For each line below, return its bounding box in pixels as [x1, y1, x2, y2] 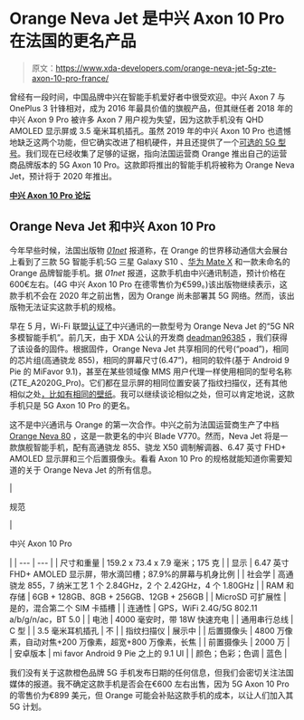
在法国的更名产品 [9, 31, 138, 52]
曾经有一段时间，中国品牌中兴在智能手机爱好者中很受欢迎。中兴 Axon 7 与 [9, 91, 286, 102]
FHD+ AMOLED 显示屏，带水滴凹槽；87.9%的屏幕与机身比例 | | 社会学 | [9, 568, 276, 580]
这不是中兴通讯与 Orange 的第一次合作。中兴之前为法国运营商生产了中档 [9, 418, 280, 430]
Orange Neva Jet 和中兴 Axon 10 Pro [9, 219, 216, 235]
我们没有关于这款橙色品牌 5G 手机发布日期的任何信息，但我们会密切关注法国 [9, 667, 294, 677]
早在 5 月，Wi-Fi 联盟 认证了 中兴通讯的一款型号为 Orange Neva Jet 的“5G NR [9, 321, 295, 331]
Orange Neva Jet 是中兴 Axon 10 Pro [9, 8, 285, 29]
